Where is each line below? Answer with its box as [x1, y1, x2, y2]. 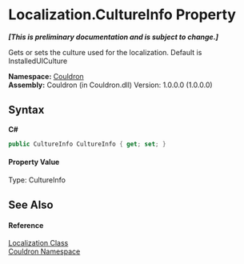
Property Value [8, 158, 60, 167]
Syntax [8, 103, 45, 117]
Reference [8, 220, 44, 230]
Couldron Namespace [8, 246, 81, 257]
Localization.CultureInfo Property [8, 6, 236, 24]
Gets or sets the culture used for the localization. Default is [8, 47, 202, 57]
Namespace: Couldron [8, 71, 84, 81]
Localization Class [8, 238, 69, 248]
